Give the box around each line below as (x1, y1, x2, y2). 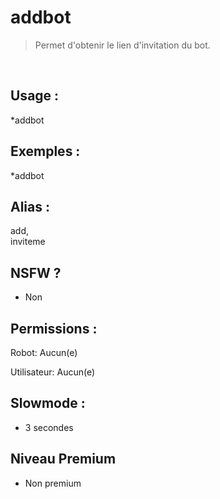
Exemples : (10, 143, 81, 160)
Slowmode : (10, 395, 86, 412)
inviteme (10, 236, 46, 248)
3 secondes (24, 421, 74, 433)
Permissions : (10, 320, 98, 337)
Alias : (10, 198, 50, 215)
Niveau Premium (10, 451, 117, 468)
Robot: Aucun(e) (10, 347, 78, 358)
